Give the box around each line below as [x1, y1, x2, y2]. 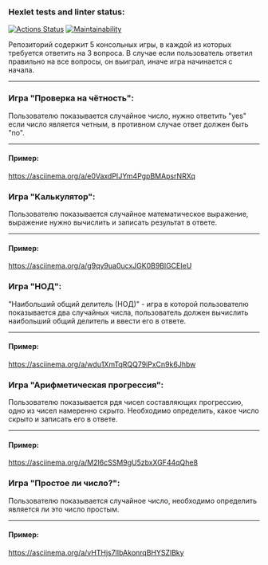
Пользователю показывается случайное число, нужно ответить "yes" [8, 111, 247, 120]
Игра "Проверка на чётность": [8, 92, 134, 104]
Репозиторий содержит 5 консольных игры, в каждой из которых [8, 40, 232, 49]
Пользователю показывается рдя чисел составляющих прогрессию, [8, 398, 243, 407]
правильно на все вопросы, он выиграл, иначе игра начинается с [8, 57, 233, 66]
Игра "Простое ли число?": [8, 477, 120, 488]
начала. [8, 65, 34, 75]
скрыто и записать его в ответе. [8, 414, 118, 424]
